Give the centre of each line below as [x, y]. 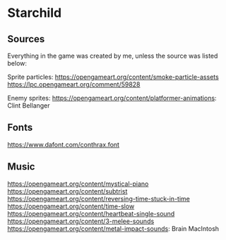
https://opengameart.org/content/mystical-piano [78, 184]
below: [17, 63]
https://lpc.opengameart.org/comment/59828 [74, 84]
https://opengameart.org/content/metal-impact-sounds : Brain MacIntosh [113, 228]
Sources [26, 39]
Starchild [35, 13]
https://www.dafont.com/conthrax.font [64, 144]
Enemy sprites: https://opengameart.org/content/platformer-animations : [112, 98]
